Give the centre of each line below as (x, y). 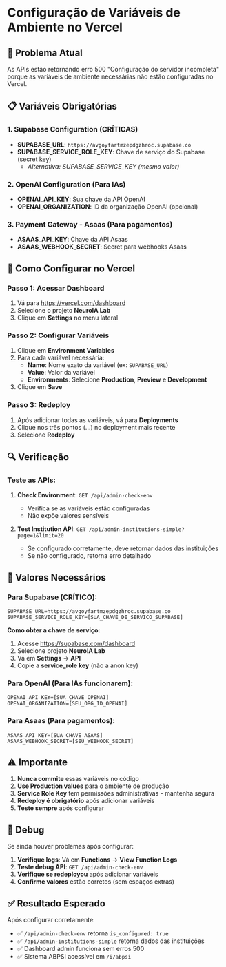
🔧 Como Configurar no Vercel (71, 268)
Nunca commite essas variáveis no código (78, 779)
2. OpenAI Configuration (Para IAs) (66, 184)
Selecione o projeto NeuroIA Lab (64, 310)
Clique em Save (40, 387)
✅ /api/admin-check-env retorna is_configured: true (93, 933)
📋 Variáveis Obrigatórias (62, 106)
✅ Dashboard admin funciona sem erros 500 (81, 948)
